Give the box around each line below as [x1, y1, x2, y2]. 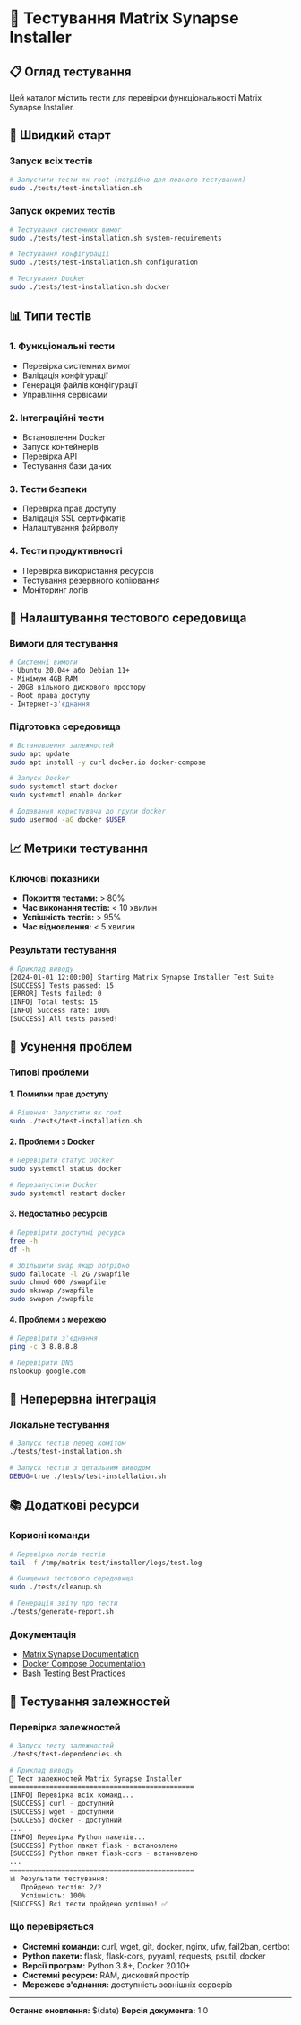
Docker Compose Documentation [21, 1659, 146, 1669]
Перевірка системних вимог [21, 360, 132, 371]
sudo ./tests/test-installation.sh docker [9, 283, 170, 292]
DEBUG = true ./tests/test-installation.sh [9, 1472, 167, 1481]
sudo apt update [9, 749, 70, 758]
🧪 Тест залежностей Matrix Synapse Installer [9, 1774, 182, 1783]
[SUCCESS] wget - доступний [9, 1808, 115, 1817]
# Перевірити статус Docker [9, 1156, 115, 1166]
